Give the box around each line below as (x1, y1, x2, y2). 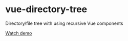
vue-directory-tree (5, 4, 88, 15)
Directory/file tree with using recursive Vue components (5, 20, 123, 26)
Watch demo (5, 30, 32, 36)
